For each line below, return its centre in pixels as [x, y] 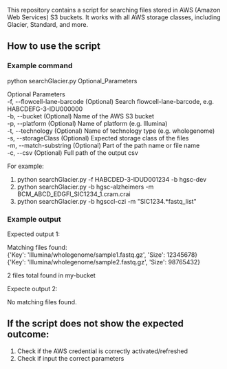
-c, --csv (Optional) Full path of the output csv [73, 152]
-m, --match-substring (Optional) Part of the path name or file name [104, 145]
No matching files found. [42, 302]
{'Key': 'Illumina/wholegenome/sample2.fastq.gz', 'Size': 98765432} [104, 262]
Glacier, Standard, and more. [47, 24]
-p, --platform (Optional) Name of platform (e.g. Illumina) [87, 123]
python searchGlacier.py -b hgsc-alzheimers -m [85, 187]
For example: [26, 166]
